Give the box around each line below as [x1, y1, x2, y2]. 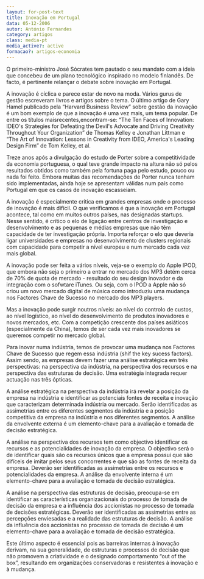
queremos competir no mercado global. [6, 332, 106, 339]
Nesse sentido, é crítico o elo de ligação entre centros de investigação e [6, 217, 188, 224]
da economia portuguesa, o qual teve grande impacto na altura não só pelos [6, 160, 198, 168]
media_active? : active [6, 43, 64, 49]
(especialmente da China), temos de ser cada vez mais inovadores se [6, 325, 181, 332]
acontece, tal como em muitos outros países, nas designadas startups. [6, 211, 184, 218]
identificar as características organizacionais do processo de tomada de [6, 495, 188, 503]
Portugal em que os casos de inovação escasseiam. [6, 186, 137, 193]
